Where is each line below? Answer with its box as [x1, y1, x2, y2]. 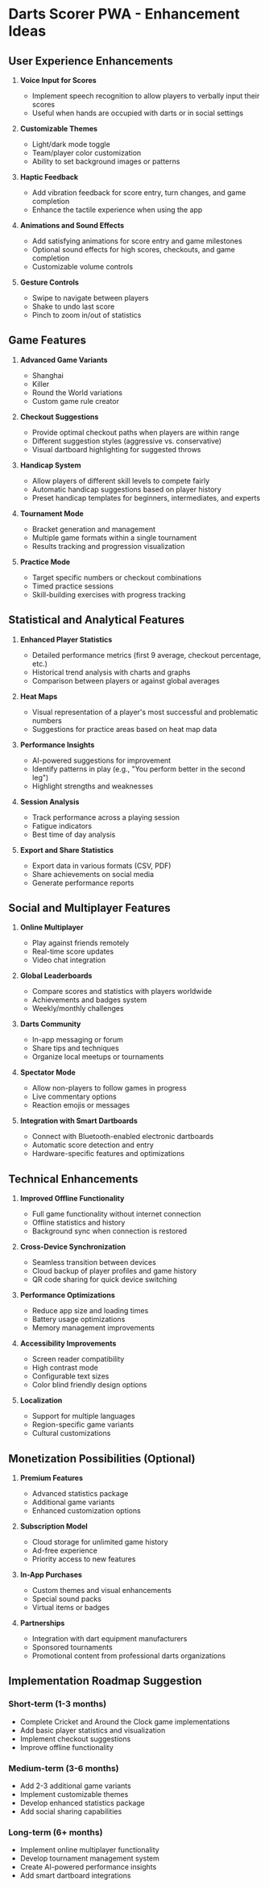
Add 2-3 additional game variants [19, 1781, 131, 1790]
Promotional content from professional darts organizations [31, 1651, 226, 1661]
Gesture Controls [19, 277, 79, 287]
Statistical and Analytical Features [8, 613, 185, 627]
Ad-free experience [31, 1545, 98, 1556]
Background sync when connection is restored [31, 1226, 188, 1236]
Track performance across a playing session [31, 812, 180, 822]
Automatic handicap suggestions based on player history [31, 484, 221, 494]
